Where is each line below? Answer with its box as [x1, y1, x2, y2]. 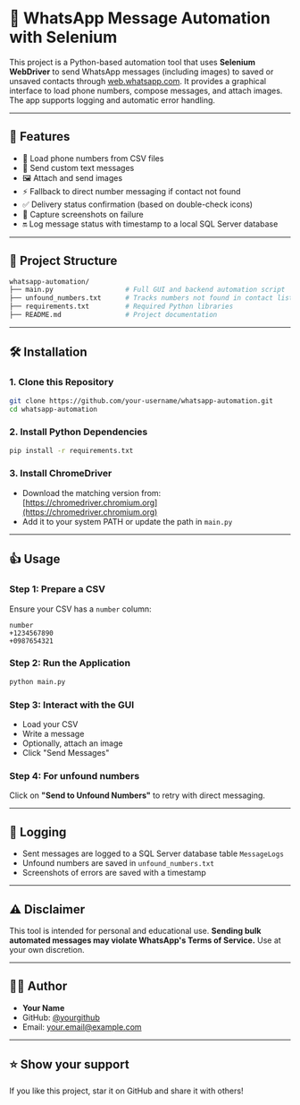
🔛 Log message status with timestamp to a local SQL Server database [21, 218, 279, 229]
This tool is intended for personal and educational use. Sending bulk [9, 925, 262, 936]
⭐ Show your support [9, 1057, 129, 1073]
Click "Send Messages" [21, 748, 110, 758]
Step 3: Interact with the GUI [9, 698, 135, 711]
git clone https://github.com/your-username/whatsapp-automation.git [9, 396, 274, 406]
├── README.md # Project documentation [9, 311, 218, 320]
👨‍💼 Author [9, 979, 68, 994]
